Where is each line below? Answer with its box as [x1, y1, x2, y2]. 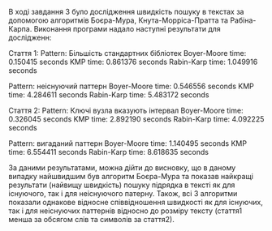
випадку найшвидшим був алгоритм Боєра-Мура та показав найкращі [8, 172, 254, 181]
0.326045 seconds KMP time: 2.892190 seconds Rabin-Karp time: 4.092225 [8, 114, 265, 124]
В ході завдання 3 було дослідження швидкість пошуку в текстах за [8, 7, 244, 16]
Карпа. [8, 24, 32, 33]
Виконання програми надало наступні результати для [33, 24, 221, 33]
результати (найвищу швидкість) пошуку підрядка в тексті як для [8, 180, 235, 190]
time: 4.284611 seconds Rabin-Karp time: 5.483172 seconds [8, 90, 209, 100]
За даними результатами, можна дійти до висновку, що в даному [8, 163, 236, 173]
